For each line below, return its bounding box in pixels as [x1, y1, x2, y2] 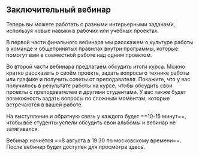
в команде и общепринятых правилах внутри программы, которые [6, 45, 179, 52]
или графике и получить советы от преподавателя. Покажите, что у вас [6, 75, 191, 82]
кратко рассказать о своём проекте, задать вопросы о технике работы [6, 69, 190, 77]
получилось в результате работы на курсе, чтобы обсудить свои [6, 82, 173, 89]
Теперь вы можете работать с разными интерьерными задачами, [6, 20, 176, 27]
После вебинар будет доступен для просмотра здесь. [6, 143, 145, 150]
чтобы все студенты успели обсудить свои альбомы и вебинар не [6, 119, 176, 126]
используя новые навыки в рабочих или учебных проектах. [6, 27, 159, 34]
